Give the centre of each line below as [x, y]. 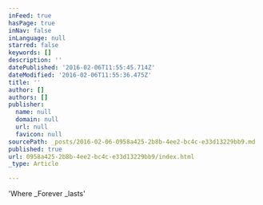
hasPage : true [32, 23]
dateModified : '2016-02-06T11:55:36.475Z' [80, 75]
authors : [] [28, 97]
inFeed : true [30, 16]
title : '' [25, 82]
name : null [34, 112]
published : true [35, 149]
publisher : [26, 104]
